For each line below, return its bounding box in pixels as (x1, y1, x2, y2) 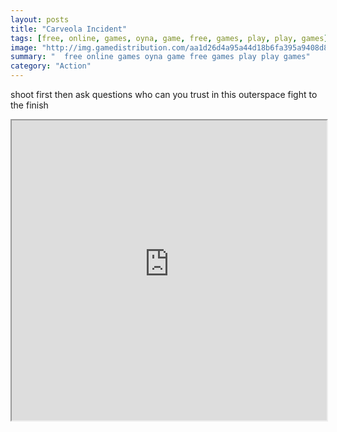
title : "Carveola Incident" (10, 24, 128, 34)
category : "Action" (10, 61, 92, 71)
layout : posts (10, 14, 70, 25)
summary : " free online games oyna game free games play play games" (10, 52, 311, 62)
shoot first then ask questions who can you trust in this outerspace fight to (10, 89, 318, 100)
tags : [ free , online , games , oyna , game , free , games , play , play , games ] (10, 33, 329, 43)
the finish (10, 99, 49, 111)
